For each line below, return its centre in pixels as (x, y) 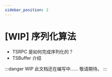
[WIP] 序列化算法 (40, 36)
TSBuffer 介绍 (27, 58)
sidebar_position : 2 (27, 10)
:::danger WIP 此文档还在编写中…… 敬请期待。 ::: (56, 68)
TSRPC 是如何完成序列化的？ (43, 52)
